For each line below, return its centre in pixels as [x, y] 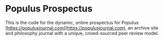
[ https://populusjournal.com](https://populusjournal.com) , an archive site [82, 27]
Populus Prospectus [49, 9]
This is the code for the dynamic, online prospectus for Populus [72, 22]
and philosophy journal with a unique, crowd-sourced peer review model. [82, 33]
